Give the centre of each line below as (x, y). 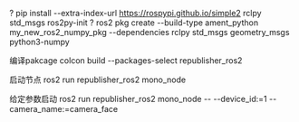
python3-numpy (39, 42)
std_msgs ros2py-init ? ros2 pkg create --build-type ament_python (134, 23)
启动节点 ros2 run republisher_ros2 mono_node (98, 80)
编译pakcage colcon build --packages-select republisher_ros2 (126, 61)
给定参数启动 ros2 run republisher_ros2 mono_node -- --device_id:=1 (138, 99)
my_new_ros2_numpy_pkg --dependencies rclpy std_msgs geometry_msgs (149, 32)
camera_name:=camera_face (64, 109)
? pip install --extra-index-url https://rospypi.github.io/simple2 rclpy (135, 13)
